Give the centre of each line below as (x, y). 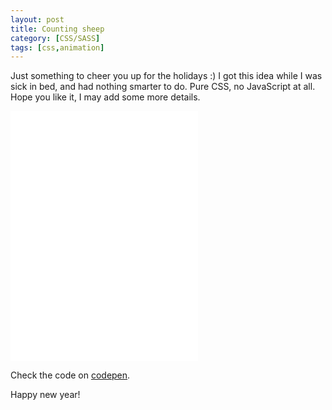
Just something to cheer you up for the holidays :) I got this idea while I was (166, 76)
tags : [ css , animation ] (57, 47)
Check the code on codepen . (70, 375)
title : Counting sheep (57, 29)
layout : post (37, 19)
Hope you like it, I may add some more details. (105, 97)
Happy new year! (45, 395)
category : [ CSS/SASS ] (55, 38)
